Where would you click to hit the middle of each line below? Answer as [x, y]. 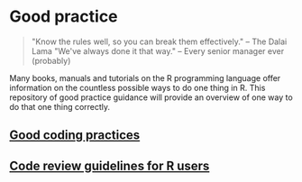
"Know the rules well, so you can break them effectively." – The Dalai [159, 41]
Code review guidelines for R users [110, 165]
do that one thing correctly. [60, 106]
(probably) [51, 60]
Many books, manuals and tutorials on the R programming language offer [145, 77]
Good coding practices [75, 136]
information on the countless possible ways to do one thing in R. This [137, 87]
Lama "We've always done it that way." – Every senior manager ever [158, 50]
